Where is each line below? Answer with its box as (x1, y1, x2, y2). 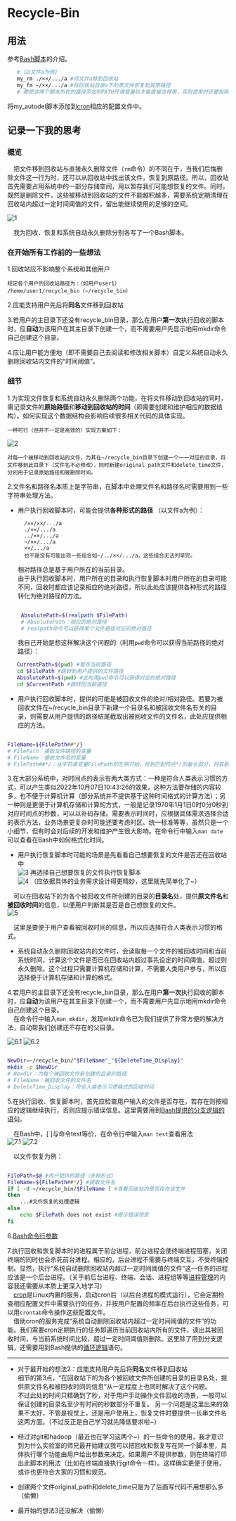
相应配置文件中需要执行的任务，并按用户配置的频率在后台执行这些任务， (13, 1299, 223, 1307)
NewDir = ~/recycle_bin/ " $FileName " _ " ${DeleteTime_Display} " (7, 1057, 184, 1065)
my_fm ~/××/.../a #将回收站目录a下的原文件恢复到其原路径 (16, 82, 171, 89)
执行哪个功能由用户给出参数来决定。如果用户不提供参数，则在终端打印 (23, 1450, 227, 1458)
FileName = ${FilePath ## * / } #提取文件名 (7, 1179, 116, 1186)
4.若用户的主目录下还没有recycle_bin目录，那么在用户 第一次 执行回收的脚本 (7, 988, 225, 996)
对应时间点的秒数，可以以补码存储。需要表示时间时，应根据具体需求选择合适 (7, 809, 229, 818)
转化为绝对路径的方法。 (17, 591, 86, 600)
